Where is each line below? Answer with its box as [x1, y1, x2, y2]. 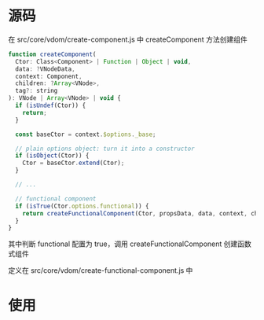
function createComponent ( [8, 50, 97, 58]
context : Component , [15, 72, 82, 80]
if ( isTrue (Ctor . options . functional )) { [15, 202, 149, 210]
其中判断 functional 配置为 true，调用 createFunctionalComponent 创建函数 [8, 239, 251, 248]
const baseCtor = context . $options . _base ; [15, 131, 156, 138]
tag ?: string [15, 87, 58, 95]
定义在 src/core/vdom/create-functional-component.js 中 [8, 266, 193, 275]
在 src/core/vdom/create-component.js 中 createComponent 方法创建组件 [8, 35, 247, 44]
